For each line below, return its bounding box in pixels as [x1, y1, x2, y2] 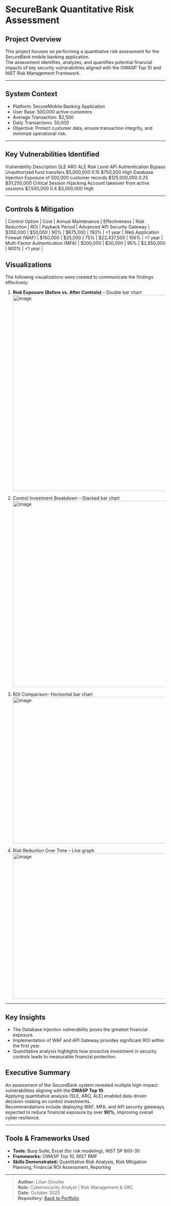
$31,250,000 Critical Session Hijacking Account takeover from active [5, 180, 150, 186]
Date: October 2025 [17, 1190, 60, 1196]
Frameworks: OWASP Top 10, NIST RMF [12, 1153, 98, 1159]
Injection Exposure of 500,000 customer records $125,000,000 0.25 [5, 174, 149, 180]
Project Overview [5, 35, 62, 43]
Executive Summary [5, 1068, 71, 1077]
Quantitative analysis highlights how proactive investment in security [12, 1048, 157, 1054]
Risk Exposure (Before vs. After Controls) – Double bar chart [12, 289, 142, 295]
